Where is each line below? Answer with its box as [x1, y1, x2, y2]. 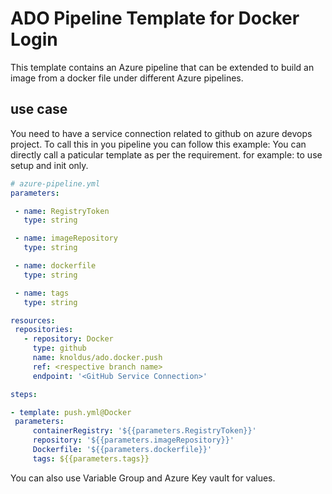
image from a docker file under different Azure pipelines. [10, 72, 244, 84]
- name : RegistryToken [14, 206, 110, 216]
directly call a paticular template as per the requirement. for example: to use [10, 148, 323, 161]
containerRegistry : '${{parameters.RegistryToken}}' [32, 426, 257, 436]
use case [10, 101, 68, 118]
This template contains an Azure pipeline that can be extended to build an [10, 61, 315, 73]
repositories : [14, 325, 74, 335]
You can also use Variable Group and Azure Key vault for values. [10, 472, 276, 484]
